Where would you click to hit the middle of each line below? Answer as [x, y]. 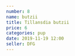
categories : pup [26, 33]
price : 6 [17, 28]
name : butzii [22, 17]
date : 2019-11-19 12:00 [35, 38]
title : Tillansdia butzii [37, 22]
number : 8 [18, 11]
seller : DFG [21, 44]
